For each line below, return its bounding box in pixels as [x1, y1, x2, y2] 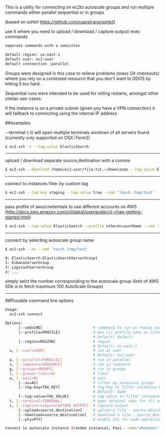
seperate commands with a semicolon [5, 43, 80, 48]
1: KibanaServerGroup [5, 260, 50, 265]
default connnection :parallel [5, 61, 69, 66]
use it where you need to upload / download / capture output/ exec [5, 29, 141, 34]
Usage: [5, 307, 19, 312]
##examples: [5, 120, 31, 126]
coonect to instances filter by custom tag [5, 181, 88, 187]
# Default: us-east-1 [93, 343, 137, 349]
